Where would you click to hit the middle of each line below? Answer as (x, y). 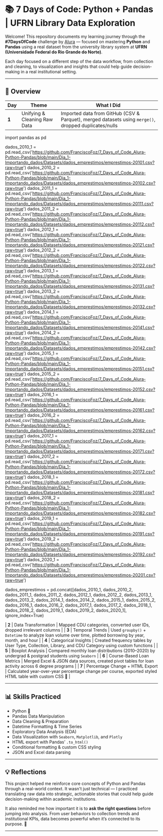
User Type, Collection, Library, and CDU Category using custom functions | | (81, 645)
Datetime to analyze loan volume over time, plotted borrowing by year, (75, 635)
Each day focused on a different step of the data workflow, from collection (79, 61)
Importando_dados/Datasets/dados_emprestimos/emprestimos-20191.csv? (80, 534)
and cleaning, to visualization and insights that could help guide (69, 67)
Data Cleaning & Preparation (40, 721)
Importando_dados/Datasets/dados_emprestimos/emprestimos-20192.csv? (80, 554)
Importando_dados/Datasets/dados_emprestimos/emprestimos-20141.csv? (80, 327)
